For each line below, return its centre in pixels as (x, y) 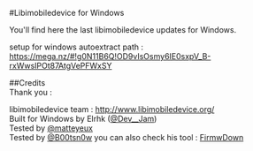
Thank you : (31, 92)
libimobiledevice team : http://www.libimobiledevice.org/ (112, 109)
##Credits (27, 83)
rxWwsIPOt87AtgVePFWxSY (61, 66)
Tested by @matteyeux (51, 128)
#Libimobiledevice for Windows (67, 13)
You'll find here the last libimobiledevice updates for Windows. (123, 30)
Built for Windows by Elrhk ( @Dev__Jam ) (83, 119)
